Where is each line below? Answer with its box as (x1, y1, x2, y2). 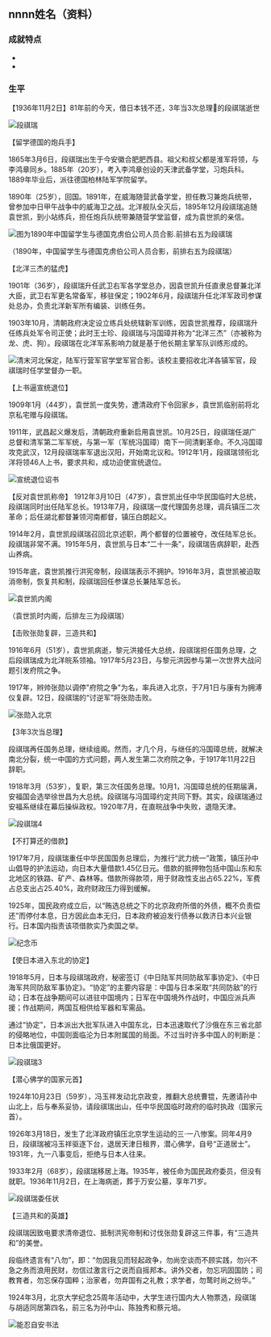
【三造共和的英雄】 (8, 1210, 73, 1220)
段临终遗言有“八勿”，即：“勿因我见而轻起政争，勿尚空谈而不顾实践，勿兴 (8, 1255, 252, 1264)
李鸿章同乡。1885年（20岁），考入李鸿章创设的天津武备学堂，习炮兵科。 (8, 164, 248, 174)
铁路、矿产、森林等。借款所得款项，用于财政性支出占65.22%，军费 (35, 873, 261, 883)
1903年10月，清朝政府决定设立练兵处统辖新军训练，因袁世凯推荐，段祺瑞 (8, 317, 252, 327)
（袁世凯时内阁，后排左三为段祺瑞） (8, 611, 129, 620)
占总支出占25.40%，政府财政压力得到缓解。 (8, 883, 156, 893)
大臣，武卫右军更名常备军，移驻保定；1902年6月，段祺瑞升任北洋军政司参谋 (8, 290, 262, 301)
